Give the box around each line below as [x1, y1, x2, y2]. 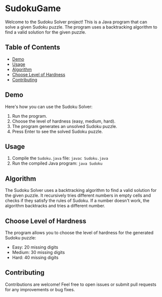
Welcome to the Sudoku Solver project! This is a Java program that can [5, 19, 147, 25]
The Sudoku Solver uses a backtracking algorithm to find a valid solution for [5, 188, 157, 193]
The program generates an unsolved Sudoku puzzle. [12, 123, 117, 129]
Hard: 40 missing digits [12, 255, 59, 260]
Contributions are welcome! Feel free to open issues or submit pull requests [5, 281, 157, 287]
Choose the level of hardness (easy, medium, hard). [12, 118, 115, 124]
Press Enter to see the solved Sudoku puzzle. [12, 128, 103, 134]
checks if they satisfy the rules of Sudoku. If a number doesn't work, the [5, 198, 149, 203]
